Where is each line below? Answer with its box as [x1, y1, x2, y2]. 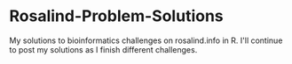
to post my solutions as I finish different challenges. [9, 44, 198, 54]
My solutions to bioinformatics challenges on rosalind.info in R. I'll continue [9, 35, 283, 46]
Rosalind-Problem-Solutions [9, 6, 224, 26]
